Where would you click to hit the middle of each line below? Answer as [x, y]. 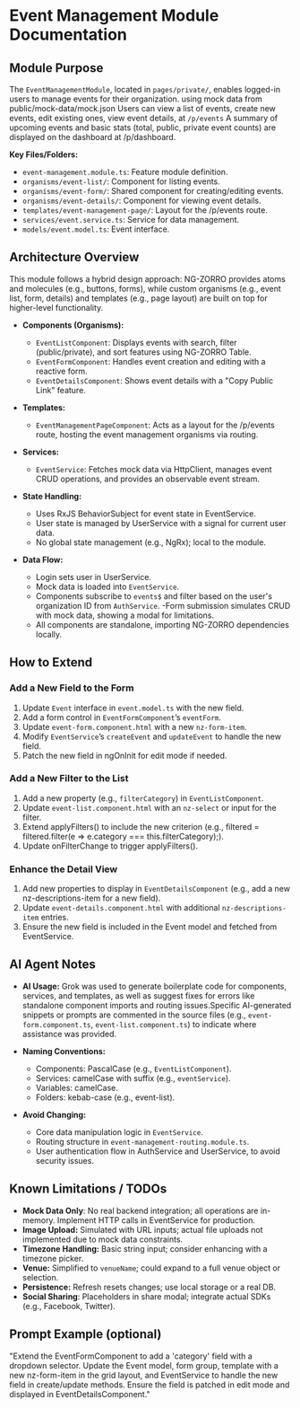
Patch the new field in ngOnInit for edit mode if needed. [124, 755]
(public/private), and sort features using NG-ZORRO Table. [144, 352]
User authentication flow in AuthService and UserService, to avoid [158, 1151]
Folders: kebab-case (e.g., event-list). [105, 1097]
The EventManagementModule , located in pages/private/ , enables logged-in [145, 89]
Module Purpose [56, 68]
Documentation [69, 35]
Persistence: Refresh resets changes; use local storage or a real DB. [149, 1287]
